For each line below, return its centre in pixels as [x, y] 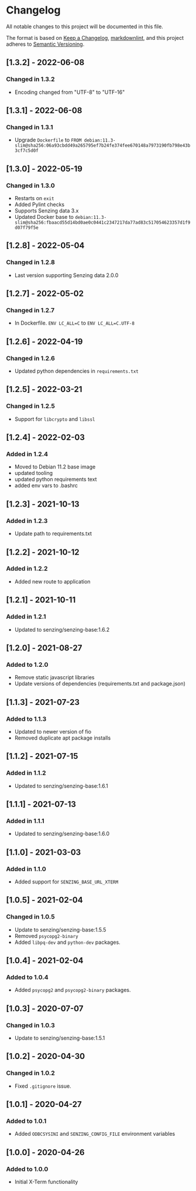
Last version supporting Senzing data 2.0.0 [66, 275]
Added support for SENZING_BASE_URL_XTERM [66, 882]
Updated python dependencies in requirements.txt [76, 371]
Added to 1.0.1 [26, 1121]
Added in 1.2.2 [27, 569]
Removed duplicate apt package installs [63, 738]
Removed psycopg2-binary [46, 936]
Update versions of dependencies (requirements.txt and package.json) [100, 684]
